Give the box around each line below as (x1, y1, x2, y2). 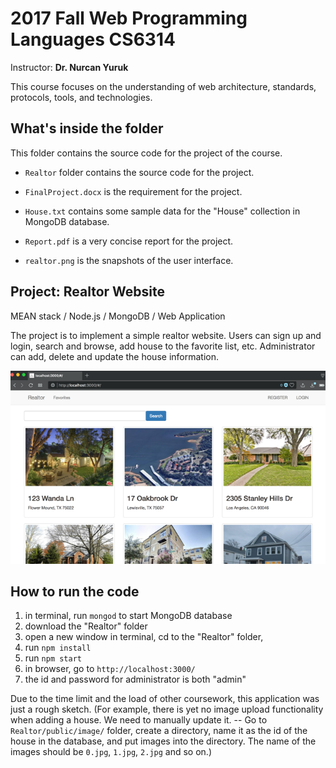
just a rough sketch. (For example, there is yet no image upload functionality (10, 703, 324, 716)
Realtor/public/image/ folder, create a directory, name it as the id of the (10, 725, 308, 737)
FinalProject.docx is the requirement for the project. (24, 185, 243, 197)
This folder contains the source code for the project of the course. (10, 147, 283, 159)
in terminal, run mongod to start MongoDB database (24, 610, 233, 622)
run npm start (24, 652, 82, 664)
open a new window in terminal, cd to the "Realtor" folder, (24, 631, 264, 643)
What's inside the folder (10, 120, 164, 137)
